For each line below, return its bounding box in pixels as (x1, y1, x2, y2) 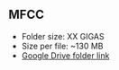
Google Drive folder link (21, 49, 110, 61)
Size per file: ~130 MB (21, 40, 105, 51)
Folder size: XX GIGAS (21, 31, 105, 41)
